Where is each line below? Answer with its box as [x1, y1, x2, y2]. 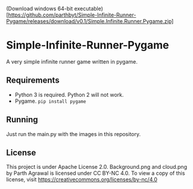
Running [6, 115, 39, 125]
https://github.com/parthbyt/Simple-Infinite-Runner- [8, 11, 136, 18]
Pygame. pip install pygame [14, 97, 86, 105]
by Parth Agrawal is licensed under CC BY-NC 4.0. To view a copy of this [6, 169, 185, 177]
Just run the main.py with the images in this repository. [6, 130, 141, 137]
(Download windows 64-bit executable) [6, 5, 103, 12]
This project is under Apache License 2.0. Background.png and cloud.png [6, 163, 188, 171]
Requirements [6, 75, 60, 86]
